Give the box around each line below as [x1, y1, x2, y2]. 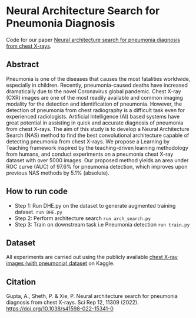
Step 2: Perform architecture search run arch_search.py [14, 214, 151, 222]
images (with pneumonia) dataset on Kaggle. [6, 260, 115, 267]
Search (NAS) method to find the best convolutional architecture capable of [6, 132, 190, 139]
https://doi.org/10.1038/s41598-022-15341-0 [6, 305, 114, 312]
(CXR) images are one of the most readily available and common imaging [6, 94, 184, 101]
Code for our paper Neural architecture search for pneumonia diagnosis [6, 36, 181, 43]
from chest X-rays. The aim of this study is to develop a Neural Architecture [6, 125, 190, 132]
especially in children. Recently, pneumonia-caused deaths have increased [6, 81, 188, 88]
